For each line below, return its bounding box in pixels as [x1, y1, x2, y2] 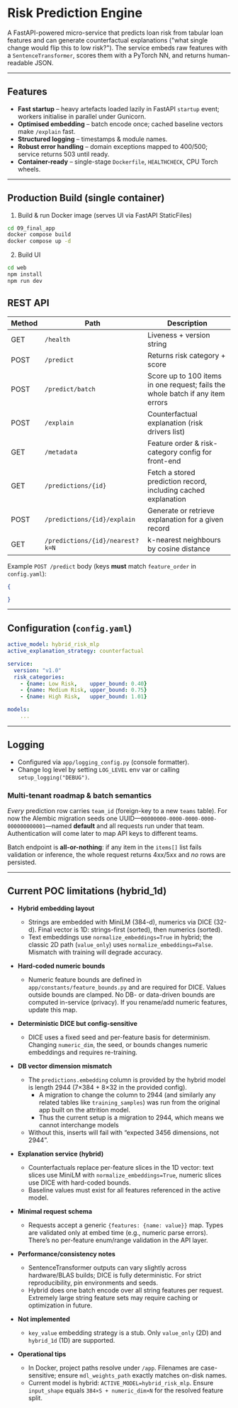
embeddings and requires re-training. [28, 1048, 138, 1056]
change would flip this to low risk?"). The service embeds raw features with [7, 43, 228, 52]
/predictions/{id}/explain [45, 515, 136, 523]
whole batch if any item [147, 389, 225, 398]
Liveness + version [147, 330, 210, 340]
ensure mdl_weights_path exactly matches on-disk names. [57, 1370, 227, 1380]
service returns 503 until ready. [17, 150, 110, 158]
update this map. [28, 1005, 78, 1014]
